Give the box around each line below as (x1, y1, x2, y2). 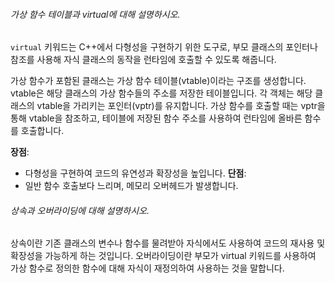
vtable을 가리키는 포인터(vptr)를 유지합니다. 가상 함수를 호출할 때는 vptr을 (36, 100, 326, 112)
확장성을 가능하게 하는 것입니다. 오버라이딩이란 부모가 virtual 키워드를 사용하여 (10, 250, 317, 262)
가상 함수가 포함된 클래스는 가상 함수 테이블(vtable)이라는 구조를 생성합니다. (10, 75, 307, 87)
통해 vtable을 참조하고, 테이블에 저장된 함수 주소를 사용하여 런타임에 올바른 (10, 112, 303, 124)
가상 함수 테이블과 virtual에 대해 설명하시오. (10, 8, 181, 20)
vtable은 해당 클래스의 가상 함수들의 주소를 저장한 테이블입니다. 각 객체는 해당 (10, 87, 313, 99)
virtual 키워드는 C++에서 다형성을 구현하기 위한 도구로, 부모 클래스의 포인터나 (10, 41, 318, 53)
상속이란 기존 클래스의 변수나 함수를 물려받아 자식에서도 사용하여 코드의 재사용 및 (10, 237, 326, 249)
